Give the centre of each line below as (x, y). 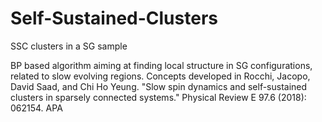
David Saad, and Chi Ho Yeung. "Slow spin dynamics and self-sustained (159, 86)
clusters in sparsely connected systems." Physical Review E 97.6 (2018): (158, 97)
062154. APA (36, 108)
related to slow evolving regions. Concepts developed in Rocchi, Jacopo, (160, 76)
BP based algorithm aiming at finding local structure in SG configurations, (161, 65)
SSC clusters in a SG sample (69, 46)
